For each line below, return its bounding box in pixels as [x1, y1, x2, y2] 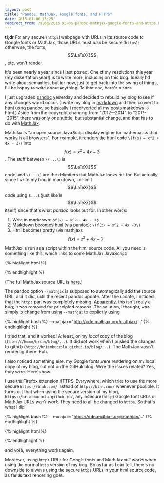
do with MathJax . [5, 120, 40, 126]
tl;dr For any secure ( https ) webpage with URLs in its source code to [5, 34, 144, 40]
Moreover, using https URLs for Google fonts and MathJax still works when [5, 457, 157, 462]
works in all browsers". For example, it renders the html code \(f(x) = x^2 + [5, 135, 159, 141]
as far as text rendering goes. [5, 472, 64, 478]
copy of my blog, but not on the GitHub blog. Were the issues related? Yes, [5, 363, 155, 369]
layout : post [5, 7, 32, 12]
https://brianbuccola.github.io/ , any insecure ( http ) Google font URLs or [5, 394, 156, 399]
